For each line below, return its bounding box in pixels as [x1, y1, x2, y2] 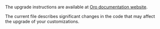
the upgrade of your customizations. [5, 19, 79, 24]
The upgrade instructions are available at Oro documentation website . [5, 4, 148, 10]
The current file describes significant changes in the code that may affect [5, 14, 155, 19]
